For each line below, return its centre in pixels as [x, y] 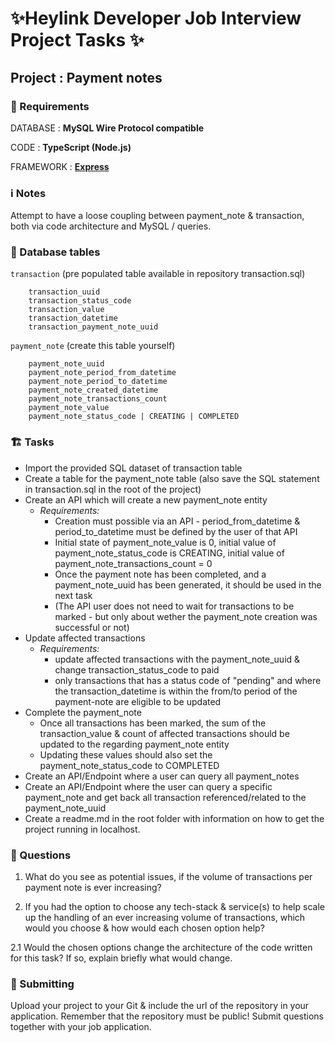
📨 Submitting [42, 984]
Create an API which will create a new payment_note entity [146, 499]
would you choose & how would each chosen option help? [144, 928]
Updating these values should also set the [126, 754]
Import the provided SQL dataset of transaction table [133, 468]
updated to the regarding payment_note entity [134, 744]
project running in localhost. [82, 829]
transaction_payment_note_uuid [93, 327]
